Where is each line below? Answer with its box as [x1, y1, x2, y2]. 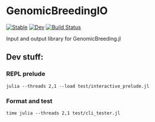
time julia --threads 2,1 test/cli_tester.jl [6, 110, 120, 116]
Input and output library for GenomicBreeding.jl [6, 35, 121, 42]
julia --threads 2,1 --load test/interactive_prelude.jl [6, 83, 150, 89]
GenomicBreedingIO [6, 4, 108, 18]
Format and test [6, 97, 53, 105]
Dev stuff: [6, 52, 44, 62]
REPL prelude [6, 70, 46, 78]
